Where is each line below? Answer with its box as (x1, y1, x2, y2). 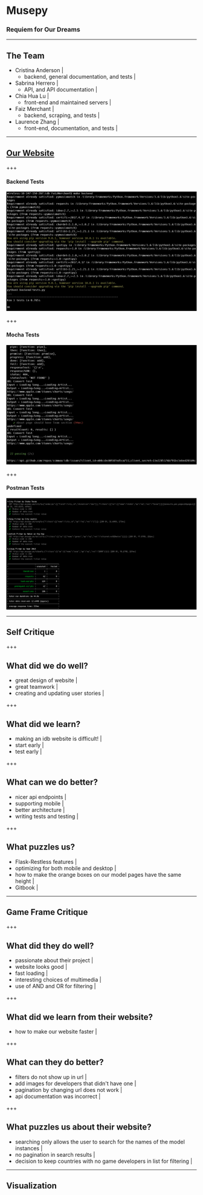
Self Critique (6, 627, 55, 637)
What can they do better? (6, 1057, 104, 1068)
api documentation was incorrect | (14, 1093, 101, 1100)
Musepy (6, 4, 48, 18)
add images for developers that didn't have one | (14, 1080, 137, 1087)
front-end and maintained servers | (24, 99, 112, 106)
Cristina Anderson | (14, 67, 63, 74)
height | (14, 877, 34, 885)
